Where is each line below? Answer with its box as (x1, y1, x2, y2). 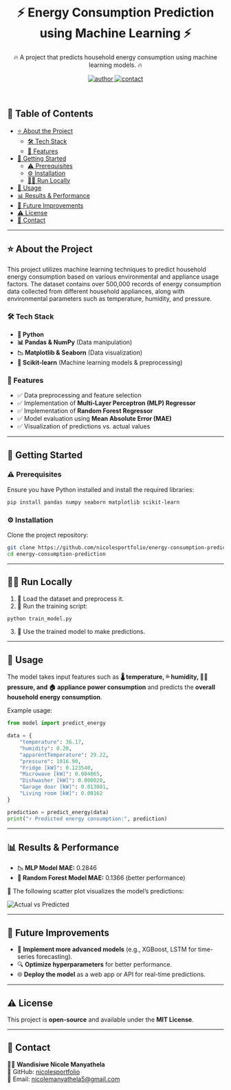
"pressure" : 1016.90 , (19, 757, 81, 765)
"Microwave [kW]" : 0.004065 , (19, 771, 103, 777)
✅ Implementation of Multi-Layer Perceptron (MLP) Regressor (16, 399, 196, 407)
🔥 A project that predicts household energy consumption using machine (13, 52, 218, 61)
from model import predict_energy (7, 720, 107, 727)
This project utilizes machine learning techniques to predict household (7, 265, 206, 273)
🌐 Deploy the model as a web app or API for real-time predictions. (16, 970, 206, 979)
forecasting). (36, 953, 73, 961)
